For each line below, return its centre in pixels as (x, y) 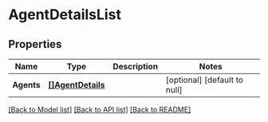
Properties (35, 44)
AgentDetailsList (65, 15)
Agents (26, 85)
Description (135, 67)
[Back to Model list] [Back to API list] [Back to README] (100, 110)
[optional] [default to (204, 80)
